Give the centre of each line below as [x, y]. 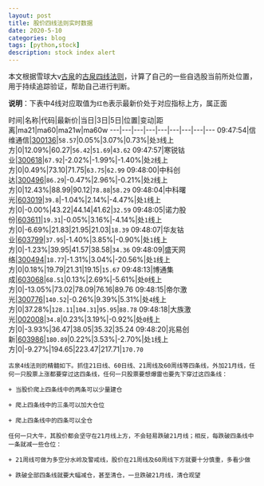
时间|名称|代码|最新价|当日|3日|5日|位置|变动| [83, 120]
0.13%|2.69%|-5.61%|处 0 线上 [114, 279]
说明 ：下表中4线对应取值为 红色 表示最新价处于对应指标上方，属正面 [118, 103]
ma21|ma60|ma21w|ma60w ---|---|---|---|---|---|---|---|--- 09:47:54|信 [137, 130]
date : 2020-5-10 [35, 30]
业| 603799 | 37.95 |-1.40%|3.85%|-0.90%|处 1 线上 [88, 239]
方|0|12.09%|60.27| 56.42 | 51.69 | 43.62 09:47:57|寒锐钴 [97, 150]
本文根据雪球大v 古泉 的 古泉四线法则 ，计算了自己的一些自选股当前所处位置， [132, 76]
